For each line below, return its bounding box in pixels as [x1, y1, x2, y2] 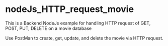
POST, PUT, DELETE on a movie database [5, 25, 92, 31]
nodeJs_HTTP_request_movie [5, 3, 134, 15]
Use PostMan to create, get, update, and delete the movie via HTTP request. [5, 35, 163, 41]
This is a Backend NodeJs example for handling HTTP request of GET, [5, 20, 151, 26]
